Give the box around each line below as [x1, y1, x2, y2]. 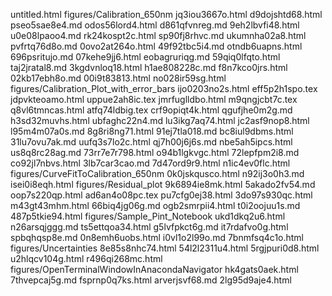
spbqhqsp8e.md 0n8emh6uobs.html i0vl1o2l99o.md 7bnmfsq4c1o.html [10, 232, 305, 243]
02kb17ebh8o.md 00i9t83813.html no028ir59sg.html [10, 72, 227, 84]
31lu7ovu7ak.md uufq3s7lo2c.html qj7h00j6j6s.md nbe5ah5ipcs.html [10, 136, 293, 148]
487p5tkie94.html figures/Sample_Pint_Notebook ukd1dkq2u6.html [10, 210, 286, 222]
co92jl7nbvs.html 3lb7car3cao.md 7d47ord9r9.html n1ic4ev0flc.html [10, 157, 291, 169]
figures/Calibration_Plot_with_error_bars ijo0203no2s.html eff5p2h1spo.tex [10, 83, 318, 94]
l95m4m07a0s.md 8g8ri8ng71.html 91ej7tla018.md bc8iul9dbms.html [10, 125, 294, 137]
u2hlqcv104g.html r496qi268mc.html [10, 253, 163, 264]
